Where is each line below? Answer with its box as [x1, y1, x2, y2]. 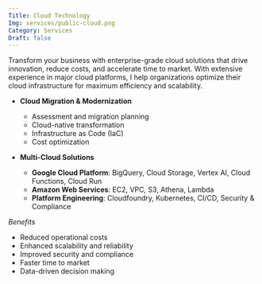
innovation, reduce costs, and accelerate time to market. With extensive [8, 64, 243, 74]
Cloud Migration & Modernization [19, 96, 133, 106]
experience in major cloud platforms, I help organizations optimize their [8, 72, 241, 82]
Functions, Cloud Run [31, 177, 102, 186]
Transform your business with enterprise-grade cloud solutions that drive [8, 56, 249, 65]
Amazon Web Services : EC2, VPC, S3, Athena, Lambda [31, 185, 214, 195]
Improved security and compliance [19, 250, 134, 259]
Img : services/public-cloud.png [8, 19, 115, 27]
